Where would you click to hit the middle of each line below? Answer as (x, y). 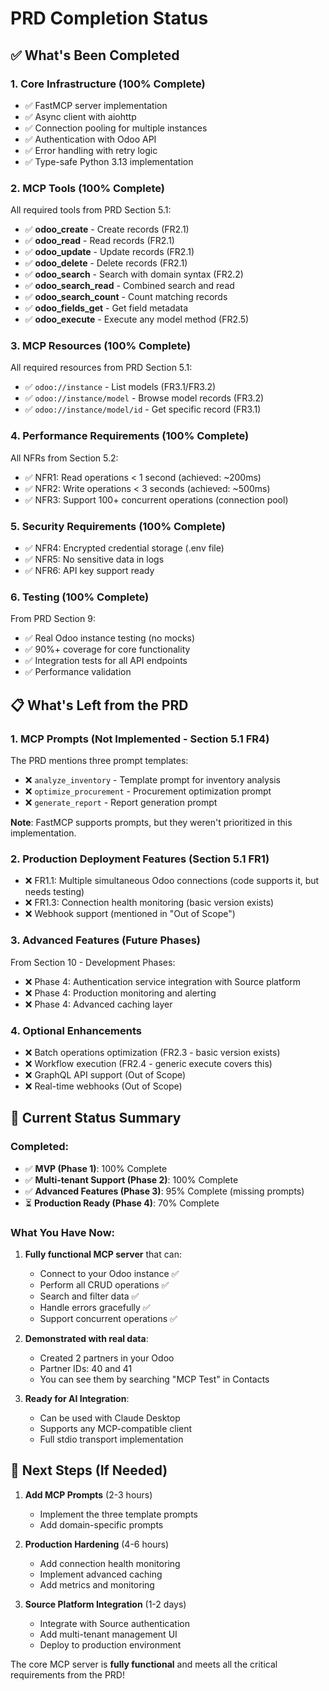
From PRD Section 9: (53, 619)
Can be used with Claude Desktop (110, 1418)
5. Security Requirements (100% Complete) (118, 526)
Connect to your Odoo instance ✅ (109, 1273)
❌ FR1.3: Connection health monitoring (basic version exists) (149, 903)
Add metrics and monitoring (97, 1584)
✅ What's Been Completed (95, 55)
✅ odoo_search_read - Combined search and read (129, 286)
